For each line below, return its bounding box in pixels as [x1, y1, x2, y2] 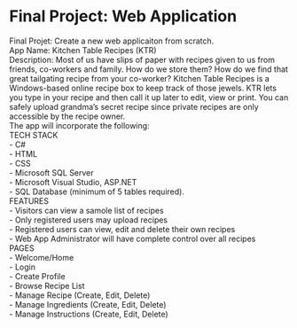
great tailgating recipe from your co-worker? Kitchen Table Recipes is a [9, 73, 270, 83]
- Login [9, 262, 35, 272]
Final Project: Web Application [9, 6, 238, 27]
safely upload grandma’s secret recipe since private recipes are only [9, 101, 259, 112]
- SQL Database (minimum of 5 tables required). [9, 186, 184, 197]
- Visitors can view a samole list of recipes [9, 205, 164, 215]
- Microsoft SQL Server [9, 167, 95, 178]
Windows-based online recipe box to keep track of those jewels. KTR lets [9, 82, 277, 93]
